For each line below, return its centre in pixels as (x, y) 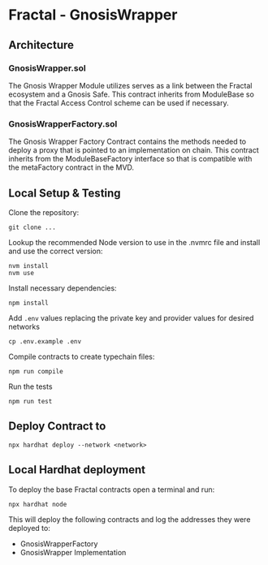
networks (24, 326)
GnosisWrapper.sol (48, 68)
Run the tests (30, 386)
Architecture (41, 45)
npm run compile (36, 371)
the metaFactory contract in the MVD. (71, 167)
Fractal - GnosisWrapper (93, 15)
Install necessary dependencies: (63, 288)
